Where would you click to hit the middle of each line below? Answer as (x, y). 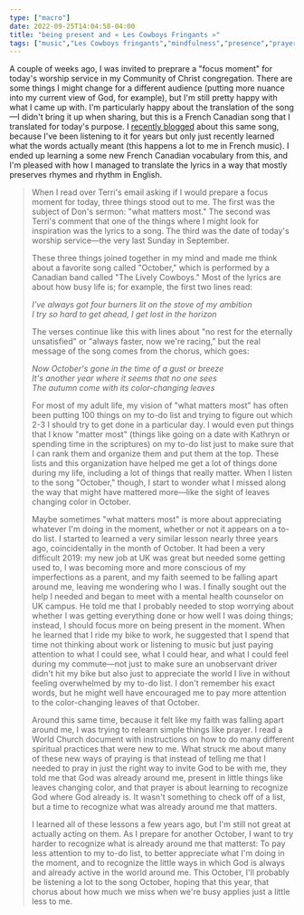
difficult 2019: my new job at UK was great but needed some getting (158, 558)
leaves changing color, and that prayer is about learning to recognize (160, 788)
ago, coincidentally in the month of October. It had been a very (148, 549)
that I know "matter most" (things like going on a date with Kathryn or (161, 434)
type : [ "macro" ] (40, 18)
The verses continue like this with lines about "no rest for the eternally (162, 332)
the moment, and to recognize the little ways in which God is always (158, 863)
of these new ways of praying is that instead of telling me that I (149, 759)
